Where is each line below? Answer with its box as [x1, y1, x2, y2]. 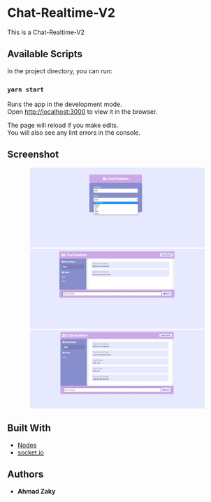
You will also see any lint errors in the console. [7, 128, 141, 137]
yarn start [7, 85, 44, 94]
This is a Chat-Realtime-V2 [7, 28, 85, 36]
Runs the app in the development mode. [7, 100, 122, 109]
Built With [7, 422, 51, 434]
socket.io [17, 448, 44, 457]
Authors [7, 468, 44, 480]
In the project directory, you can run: [7, 66, 112, 75]
